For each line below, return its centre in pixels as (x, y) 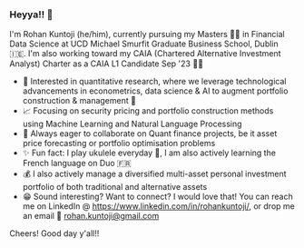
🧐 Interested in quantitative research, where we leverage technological (154, 82)
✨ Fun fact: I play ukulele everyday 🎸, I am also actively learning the (149, 153)
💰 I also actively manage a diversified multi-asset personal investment (154, 174)
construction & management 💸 (79, 101)
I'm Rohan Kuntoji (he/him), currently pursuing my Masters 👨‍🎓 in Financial (147, 35)
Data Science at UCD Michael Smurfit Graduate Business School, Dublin (144, 44)
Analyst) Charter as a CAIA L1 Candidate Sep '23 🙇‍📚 (107, 64)
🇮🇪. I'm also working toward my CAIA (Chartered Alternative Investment (145, 54)
